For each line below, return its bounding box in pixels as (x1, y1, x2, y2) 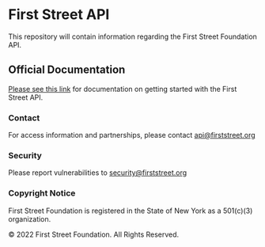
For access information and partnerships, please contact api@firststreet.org (8, 131, 256, 140)
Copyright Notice (8, 188, 76, 199)
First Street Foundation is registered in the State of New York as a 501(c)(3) (8, 206, 253, 215)
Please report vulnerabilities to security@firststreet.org (8, 168, 187, 177)
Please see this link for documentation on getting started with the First (8, 84, 237, 93)
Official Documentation (8, 63, 126, 77)
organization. (8, 214, 51, 223)
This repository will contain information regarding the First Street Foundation (8, 32, 257, 41)
